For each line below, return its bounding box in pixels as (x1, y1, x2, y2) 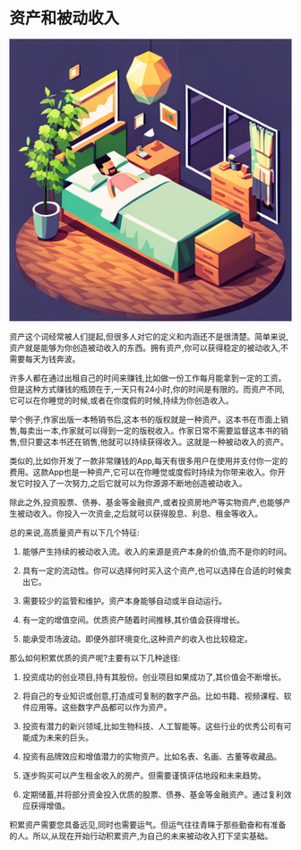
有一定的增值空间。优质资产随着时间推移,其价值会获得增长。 (21, 614, 245, 625)
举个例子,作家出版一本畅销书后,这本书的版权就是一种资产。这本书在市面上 (9, 414, 281, 425)
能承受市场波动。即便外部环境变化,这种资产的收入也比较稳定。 (21, 633, 253, 644)
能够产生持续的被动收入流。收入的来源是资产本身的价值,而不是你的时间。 (21, 545, 292, 556)
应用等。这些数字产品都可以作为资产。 (30, 701, 172, 712)
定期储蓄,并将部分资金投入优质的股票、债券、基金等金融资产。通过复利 (21, 789, 284, 800)
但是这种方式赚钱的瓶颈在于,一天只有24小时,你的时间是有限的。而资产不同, (9, 383, 285, 394)
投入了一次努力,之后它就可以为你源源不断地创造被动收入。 (32, 477, 248, 488)
